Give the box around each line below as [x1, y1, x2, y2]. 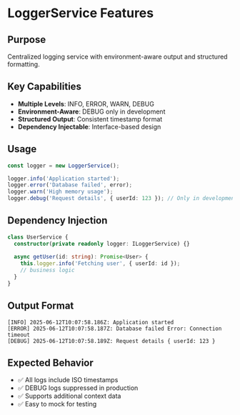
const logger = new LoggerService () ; [7, 162, 120, 169]
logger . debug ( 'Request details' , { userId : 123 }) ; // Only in [7, 195, 200, 202]
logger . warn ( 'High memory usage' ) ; [7, 188, 114, 196]
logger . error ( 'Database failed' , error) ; [7, 181, 133, 189]
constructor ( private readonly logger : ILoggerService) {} [14, 240, 191, 247]
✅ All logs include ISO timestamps [17, 376, 119, 384]
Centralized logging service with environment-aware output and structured [7, 52, 228, 61]
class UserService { [7, 234, 69, 241]
